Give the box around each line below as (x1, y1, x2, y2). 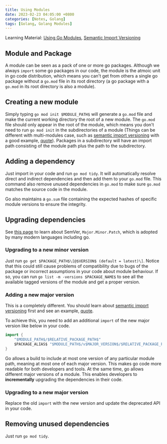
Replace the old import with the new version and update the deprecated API (5, 400, 161, 406)
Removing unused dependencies (5, 420, 109, 428)
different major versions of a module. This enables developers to (5, 371, 138, 377)
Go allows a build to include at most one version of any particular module (5, 355, 155, 361)
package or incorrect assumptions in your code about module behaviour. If (5, 268, 159, 274)
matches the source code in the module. (5, 186, 88, 192)
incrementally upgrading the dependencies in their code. (5, 376, 123, 382)
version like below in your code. (5, 323, 71, 329)
